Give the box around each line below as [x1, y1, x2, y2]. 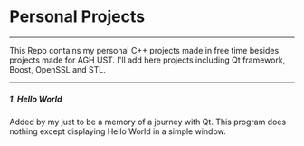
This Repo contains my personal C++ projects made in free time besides [9, 44, 280, 55]
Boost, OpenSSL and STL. [9, 63, 106, 74]
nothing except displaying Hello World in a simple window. [9, 125, 226, 137]
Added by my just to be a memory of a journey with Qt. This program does [9, 116, 287, 127]
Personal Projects [9, 6, 146, 27]
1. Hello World [9, 93, 62, 104]
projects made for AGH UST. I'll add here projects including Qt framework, [9, 54, 286, 65]
